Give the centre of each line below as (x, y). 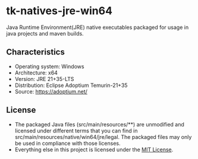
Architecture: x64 (36, 73)
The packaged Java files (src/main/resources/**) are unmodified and (99, 124)
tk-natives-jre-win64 (59, 11)
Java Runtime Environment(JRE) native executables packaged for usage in (98, 27)
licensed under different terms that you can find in (76, 131)
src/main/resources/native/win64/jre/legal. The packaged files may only (103, 137)
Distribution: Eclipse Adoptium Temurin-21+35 (71, 85)
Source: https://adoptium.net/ (51, 91)
